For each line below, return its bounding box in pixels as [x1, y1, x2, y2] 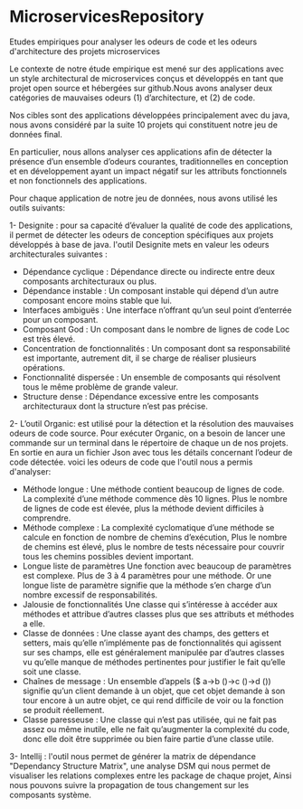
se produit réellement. [22, 704, 105, 715]
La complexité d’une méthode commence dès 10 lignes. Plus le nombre [22, 493, 288, 503]
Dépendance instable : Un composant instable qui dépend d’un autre [22, 285, 279, 296]
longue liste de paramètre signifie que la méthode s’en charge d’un [22, 579, 271, 590]
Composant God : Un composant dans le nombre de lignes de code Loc [22, 324, 290, 334]
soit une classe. [22, 666, 81, 677]
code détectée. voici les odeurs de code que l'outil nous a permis [9, 456, 253, 467]
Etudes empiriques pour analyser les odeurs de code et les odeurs [9, 36, 258, 47]
